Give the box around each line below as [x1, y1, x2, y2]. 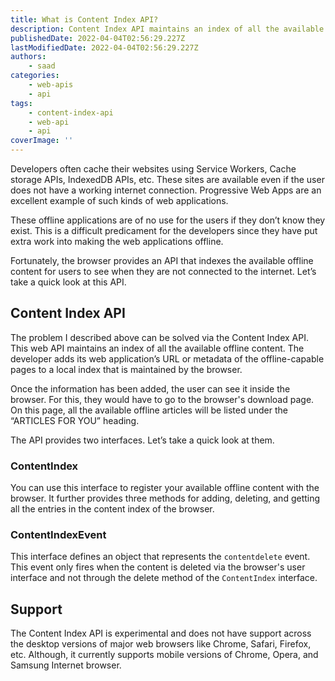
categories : [10, 71, 60, 81]
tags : [10, 98, 33, 108]
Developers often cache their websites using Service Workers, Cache [10, 163, 297, 175]
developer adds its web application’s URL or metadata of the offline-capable [10, 352, 325, 365]
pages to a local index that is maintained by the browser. [10, 363, 243, 375]
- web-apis [28, 80, 74, 90]
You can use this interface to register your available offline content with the [10, 482, 320, 494]
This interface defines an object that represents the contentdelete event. [10, 551, 311, 563]
